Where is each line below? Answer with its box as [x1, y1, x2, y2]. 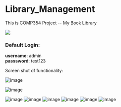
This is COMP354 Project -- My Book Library [5, 20, 97, 26]
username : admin [5, 53, 42, 59]
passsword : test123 [5, 58, 46, 64]
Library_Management [5, 3, 95, 15]
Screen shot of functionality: [5, 68, 63, 74]
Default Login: [5, 41, 40, 48]
